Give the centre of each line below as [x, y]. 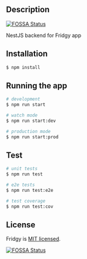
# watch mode [22, 115]
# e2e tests [20, 185]
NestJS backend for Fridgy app [44, 35]
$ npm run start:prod [32, 137]
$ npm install [23, 67]
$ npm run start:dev [31, 121]
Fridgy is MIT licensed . [34, 239]
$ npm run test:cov [30, 206]
